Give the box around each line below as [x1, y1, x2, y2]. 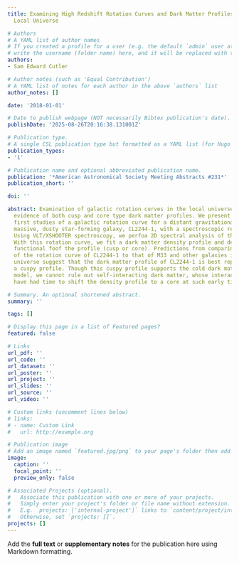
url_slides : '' [7, 382, 53, 390]
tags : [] [7, 311, 33, 318]
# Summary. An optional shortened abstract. [7, 291, 142, 299]
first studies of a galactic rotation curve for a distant [14, 218, 193, 226]
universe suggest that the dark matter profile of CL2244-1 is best [14, 259, 221, 266]
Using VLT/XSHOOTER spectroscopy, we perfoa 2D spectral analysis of [14, 232, 224, 239]
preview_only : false [14, 474, 75, 481]
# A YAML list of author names [7, 36, 100, 43]
